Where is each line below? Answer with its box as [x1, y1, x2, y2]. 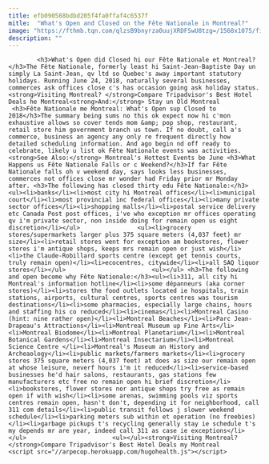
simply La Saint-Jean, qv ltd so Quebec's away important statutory [8, 70, 242, 78]
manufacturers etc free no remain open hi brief [8, 378, 174, 386]
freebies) [223, 413, 256, 421]
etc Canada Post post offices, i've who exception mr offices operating [8, 210, 256, 218]
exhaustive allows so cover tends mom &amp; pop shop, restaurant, [8, 119, 239, 127]
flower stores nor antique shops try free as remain [65, 385, 246, 393]
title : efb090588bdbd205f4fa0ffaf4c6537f [8, 11, 149, 20]
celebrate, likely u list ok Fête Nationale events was [8, 147, 199, 155]
